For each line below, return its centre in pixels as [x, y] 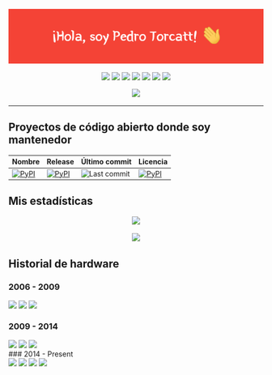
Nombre [26, 162]
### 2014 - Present [41, 354]
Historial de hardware [64, 264]
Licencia [153, 162]
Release [60, 162]
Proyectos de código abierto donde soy [110, 128]
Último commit [106, 162]
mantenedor [40, 140]
